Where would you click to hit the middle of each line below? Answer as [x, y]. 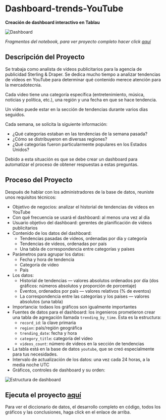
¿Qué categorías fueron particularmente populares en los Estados [80, 144]
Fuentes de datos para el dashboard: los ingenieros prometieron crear [84, 312]
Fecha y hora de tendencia [47, 259]
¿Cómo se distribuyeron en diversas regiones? [60, 139]
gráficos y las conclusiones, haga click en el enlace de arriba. [68, 412]
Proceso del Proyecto [39, 180]
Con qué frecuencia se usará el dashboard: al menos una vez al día [81, 217]
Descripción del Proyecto [45, 57]
